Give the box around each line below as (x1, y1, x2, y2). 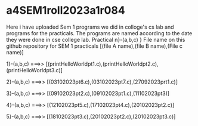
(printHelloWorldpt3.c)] (6, 66, 63, 73)
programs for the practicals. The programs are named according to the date (6, 29, 193, 36)
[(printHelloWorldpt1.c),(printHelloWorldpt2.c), (45, 60, 159, 67)
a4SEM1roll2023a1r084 (6, 4, 125, 17)
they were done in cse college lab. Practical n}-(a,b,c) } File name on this (6, 36, 185, 43)
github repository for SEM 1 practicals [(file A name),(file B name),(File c (6, 42, 183, 50)
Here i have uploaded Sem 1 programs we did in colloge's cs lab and (6, 23, 174, 30)
